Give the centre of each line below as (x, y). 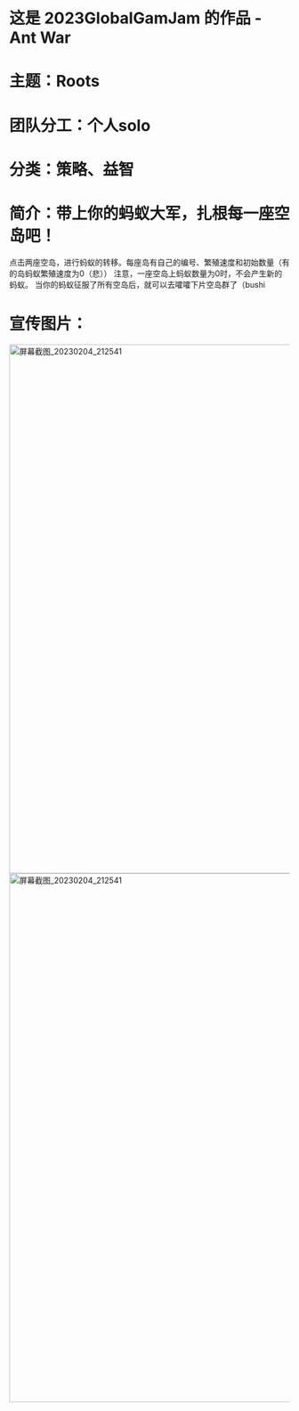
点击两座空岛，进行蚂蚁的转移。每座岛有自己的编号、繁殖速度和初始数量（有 (149, 262)
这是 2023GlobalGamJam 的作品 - (136, 18)
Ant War (40, 38)
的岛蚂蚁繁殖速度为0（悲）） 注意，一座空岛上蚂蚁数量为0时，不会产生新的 (146, 273)
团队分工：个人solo (80, 125)
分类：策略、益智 (72, 169)
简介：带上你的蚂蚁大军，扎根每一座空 (150, 213)
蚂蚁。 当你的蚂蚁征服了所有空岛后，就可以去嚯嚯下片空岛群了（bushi (137, 284)
